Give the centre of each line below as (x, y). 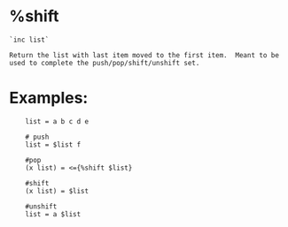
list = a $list (53, 214)
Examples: (49, 98)
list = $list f (53, 144)
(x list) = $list (57, 191)
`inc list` (29, 40)
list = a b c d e (57, 121)
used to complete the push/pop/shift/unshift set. (105, 63)
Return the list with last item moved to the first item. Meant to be (144, 55)
